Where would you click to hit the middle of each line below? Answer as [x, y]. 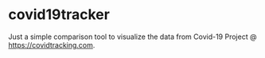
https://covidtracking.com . [52, 44]
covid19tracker [59, 15]
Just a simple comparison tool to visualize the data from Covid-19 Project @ [132, 37]
